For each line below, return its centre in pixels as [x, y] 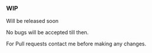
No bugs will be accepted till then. [47, 32]
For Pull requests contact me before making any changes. [76, 44]
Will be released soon [32, 21]
